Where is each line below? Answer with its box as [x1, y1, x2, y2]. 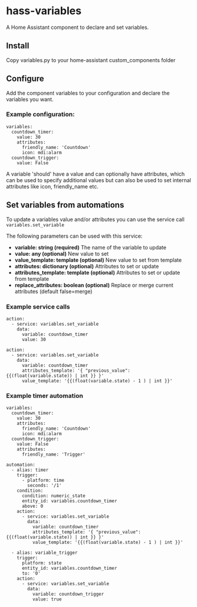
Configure [6, 74, 44, 84]
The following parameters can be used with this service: [6, 232, 143, 239]
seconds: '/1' [27, 483, 62, 489]
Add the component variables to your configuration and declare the [6, 89, 170, 96]
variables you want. [6, 96, 54, 103]
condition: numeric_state [21, 493, 86, 499]
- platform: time [21, 478, 65, 483]
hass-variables [6, 4, 81, 18]
